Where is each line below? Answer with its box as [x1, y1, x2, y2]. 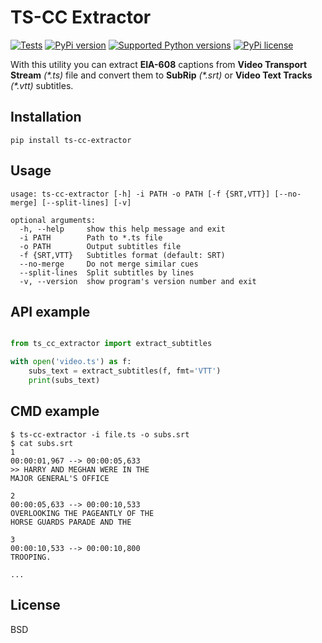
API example [10, 303, 91, 320]
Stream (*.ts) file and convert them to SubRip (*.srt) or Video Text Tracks [10, 69, 313, 81]
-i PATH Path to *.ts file [19, 232, 163, 243]
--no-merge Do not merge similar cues [19, 259, 199, 269]
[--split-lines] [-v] [41, 197, 132, 208]
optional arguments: [10, 215, 97, 225]
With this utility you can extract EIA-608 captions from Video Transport [10, 58, 308, 70]
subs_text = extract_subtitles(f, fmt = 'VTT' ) [28, 366, 222, 376]
